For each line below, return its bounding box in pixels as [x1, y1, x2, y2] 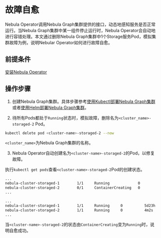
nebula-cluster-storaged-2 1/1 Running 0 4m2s [5, 207, 153, 213]
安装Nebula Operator [5, 69, 47, 75]
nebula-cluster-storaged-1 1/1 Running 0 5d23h [5, 203, 156, 208]
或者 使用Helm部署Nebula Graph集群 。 [12, 104, 89, 110]
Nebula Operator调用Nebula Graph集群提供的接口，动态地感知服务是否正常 [5, 21, 156, 27]
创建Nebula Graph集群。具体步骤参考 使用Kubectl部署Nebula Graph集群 [12, 98, 156, 104]
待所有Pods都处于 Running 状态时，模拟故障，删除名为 [12, 115, 119, 120]
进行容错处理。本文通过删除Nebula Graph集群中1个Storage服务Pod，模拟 [5, 34, 152, 39]
